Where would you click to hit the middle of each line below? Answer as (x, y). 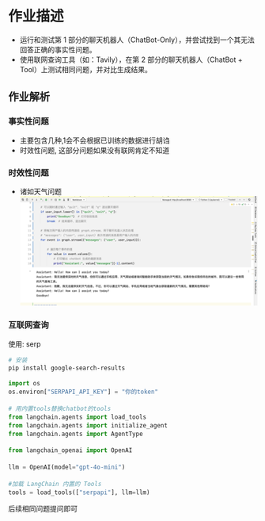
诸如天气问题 (40, 191)
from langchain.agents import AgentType (76, 434)
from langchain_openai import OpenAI (70, 450)
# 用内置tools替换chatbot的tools (60, 408)
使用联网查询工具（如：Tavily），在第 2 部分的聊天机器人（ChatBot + (131, 59)
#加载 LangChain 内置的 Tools (55, 484)
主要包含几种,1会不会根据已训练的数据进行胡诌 (95, 140)
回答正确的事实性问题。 (58, 49)
